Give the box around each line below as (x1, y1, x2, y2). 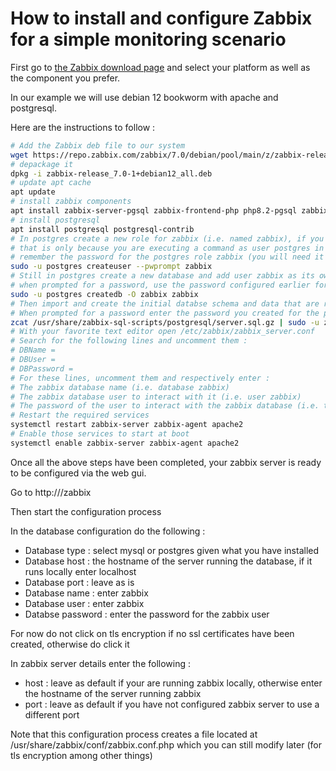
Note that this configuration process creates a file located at (10, 728, 258, 740)
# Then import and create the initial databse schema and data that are (10, 298, 320, 309)
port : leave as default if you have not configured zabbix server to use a (24, 698, 320, 710)
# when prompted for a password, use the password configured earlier (10, 280, 311, 291)
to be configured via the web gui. (10, 467, 147, 479)
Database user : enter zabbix (24, 597, 145, 609)
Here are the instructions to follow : (10, 121, 156, 133)
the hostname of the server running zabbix (24, 687, 202, 699)
